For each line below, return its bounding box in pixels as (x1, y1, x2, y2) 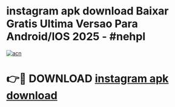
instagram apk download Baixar (6, 4, 169, 18)
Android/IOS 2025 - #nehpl (6, 30, 146, 43)
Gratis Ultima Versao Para (6, 17, 138, 31)
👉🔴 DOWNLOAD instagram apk (6, 72, 169, 85)
